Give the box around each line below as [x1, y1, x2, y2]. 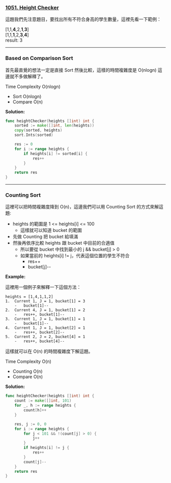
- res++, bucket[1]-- [14, 312, 65, 317]
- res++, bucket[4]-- [14, 339, 65, 344]
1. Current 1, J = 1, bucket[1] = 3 [5, 299, 85, 304]
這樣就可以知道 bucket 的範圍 [20, 227, 82, 233]
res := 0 [14, 142, 33, 147]
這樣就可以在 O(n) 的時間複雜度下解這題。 [5, 348, 93, 354]
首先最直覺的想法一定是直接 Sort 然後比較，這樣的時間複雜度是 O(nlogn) [5, 67, 157, 73]
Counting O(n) [12, 368, 43, 375]
